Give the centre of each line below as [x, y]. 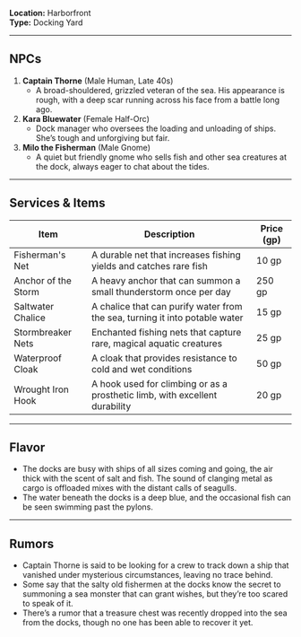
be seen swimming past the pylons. [88, 507]
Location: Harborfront [50, 13]
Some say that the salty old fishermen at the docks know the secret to [151, 585]
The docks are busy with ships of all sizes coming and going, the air [147, 469]
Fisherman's [40, 255]
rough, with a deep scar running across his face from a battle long [158, 100]
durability [111, 406]
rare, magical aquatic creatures [156, 343]
